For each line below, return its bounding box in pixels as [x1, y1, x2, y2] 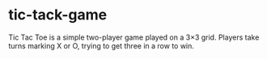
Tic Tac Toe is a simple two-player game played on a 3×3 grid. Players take [8, 32, 260, 42]
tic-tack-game [8, 6, 108, 24]
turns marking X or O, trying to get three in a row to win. [8, 40, 194, 50]
